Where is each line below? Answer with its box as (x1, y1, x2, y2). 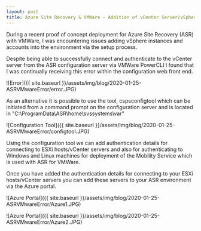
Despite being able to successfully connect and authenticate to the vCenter (6, 55, 193, 62)
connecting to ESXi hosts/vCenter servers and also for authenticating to (6, 146, 184, 153)
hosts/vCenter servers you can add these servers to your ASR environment (6, 176, 191, 183)
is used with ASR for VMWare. (6, 158, 81, 165)
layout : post (6, 8, 39, 15)
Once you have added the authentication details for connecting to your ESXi (6, 170, 193, 177)
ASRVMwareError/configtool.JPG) (6, 128, 90, 135)
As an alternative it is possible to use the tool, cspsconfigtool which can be (6, 97, 191, 104)
